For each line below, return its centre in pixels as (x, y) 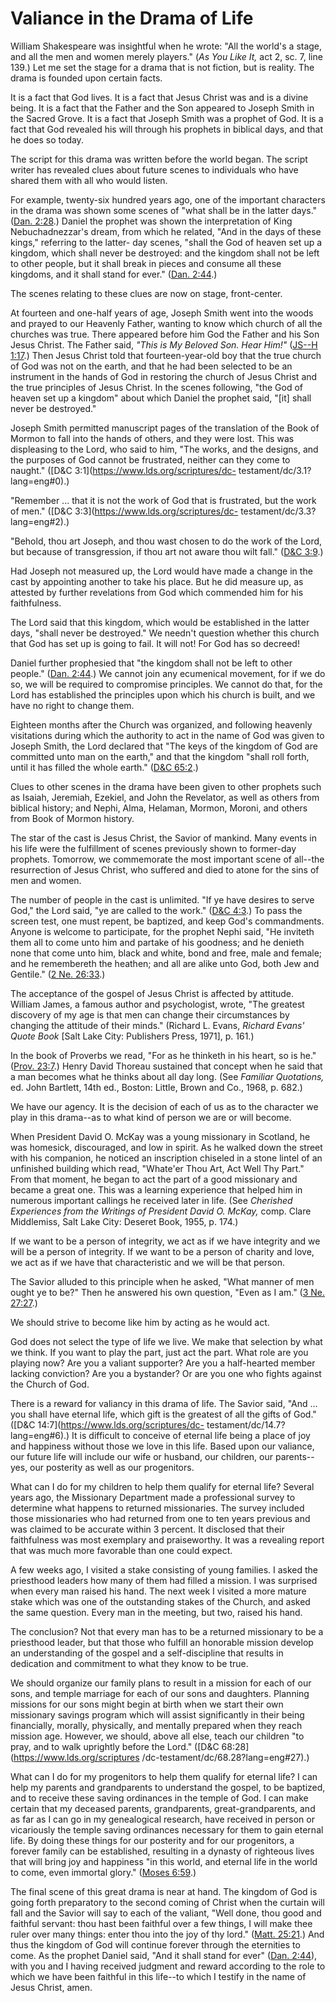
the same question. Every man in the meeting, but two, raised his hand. (156, 1612)
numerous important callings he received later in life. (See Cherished (151, 1200)
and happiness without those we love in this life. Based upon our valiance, (162, 1446)
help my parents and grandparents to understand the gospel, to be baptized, (168, 1787)
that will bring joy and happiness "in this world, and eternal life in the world (164, 1861)
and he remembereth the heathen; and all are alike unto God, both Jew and (165, 963)
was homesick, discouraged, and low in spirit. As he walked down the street (166, 1147)
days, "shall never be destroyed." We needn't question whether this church (165, 633)
